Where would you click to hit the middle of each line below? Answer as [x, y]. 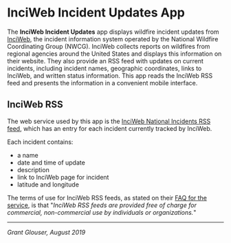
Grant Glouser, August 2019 [46, 232]
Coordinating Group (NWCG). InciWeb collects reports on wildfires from [109, 46]
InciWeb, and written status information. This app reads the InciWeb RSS [110, 75]
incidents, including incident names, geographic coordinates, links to [104, 68]
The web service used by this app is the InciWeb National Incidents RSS [109, 121]
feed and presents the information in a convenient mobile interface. [102, 83]
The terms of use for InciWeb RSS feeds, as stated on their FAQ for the [107, 198]
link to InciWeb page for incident [63, 177]
